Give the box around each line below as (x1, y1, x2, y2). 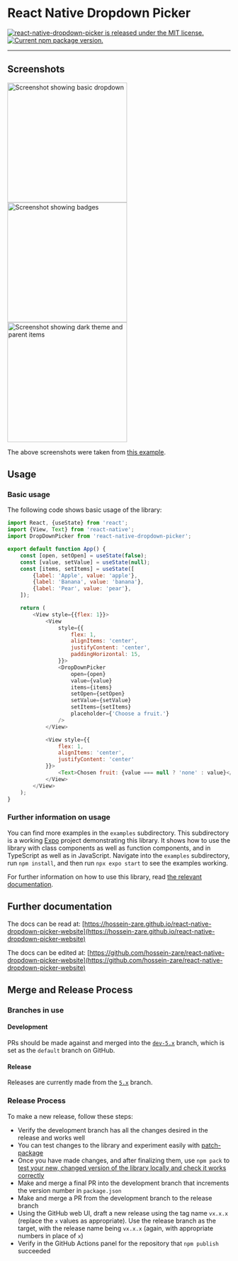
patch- (201, 1141, 222, 1150)
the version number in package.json (17, 1186, 122, 1194)
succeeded (17, 1246, 51, 1255)
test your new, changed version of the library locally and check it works (17, 1163, 227, 1172)
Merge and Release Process (7, 983, 133, 995)
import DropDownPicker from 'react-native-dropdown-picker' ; (7, 533, 192, 540)
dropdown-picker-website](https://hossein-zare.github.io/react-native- (7, 927, 215, 935)
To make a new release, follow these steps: (7, 1112, 133, 1120)
